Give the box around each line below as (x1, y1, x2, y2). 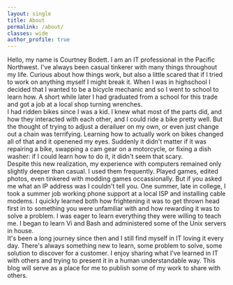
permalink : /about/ (7, 23, 64, 30)
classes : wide (7, 29, 49, 37)
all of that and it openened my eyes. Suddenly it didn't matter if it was (7, 137, 207, 146)
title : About (7, 17, 45, 24)
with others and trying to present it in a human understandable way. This (7, 256, 216, 265)
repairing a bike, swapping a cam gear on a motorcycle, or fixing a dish (7, 145, 211, 153)
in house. (7, 227, 34, 235)
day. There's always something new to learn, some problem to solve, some (7, 242, 223, 250)
